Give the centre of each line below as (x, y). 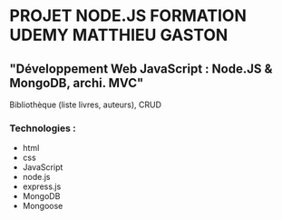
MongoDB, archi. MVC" (77, 83)
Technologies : (43, 128)
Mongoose (43, 206)
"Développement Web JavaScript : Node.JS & (141, 69)
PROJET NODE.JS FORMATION (128, 16)
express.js (42, 186)
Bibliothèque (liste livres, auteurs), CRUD (85, 105)
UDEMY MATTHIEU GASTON (119, 35)
